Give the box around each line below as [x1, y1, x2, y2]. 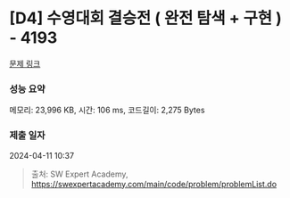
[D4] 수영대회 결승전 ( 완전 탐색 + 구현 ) [9, 8, 283, 29]
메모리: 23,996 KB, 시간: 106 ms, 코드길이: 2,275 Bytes [9, 104, 205, 116]
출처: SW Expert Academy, [30, 169, 128, 179]
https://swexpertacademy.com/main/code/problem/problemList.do [30, 178, 278, 189]
